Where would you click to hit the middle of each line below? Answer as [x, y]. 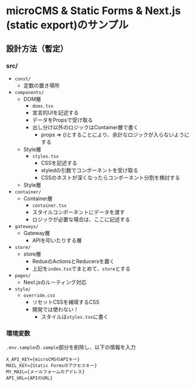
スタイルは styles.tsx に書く [75, 317]
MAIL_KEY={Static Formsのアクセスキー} [52, 366]
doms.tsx [43, 106]
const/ [23, 79]
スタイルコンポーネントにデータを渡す [78, 212]
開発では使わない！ [56, 309]
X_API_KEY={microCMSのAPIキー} [43, 359]
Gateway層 [37, 233]
